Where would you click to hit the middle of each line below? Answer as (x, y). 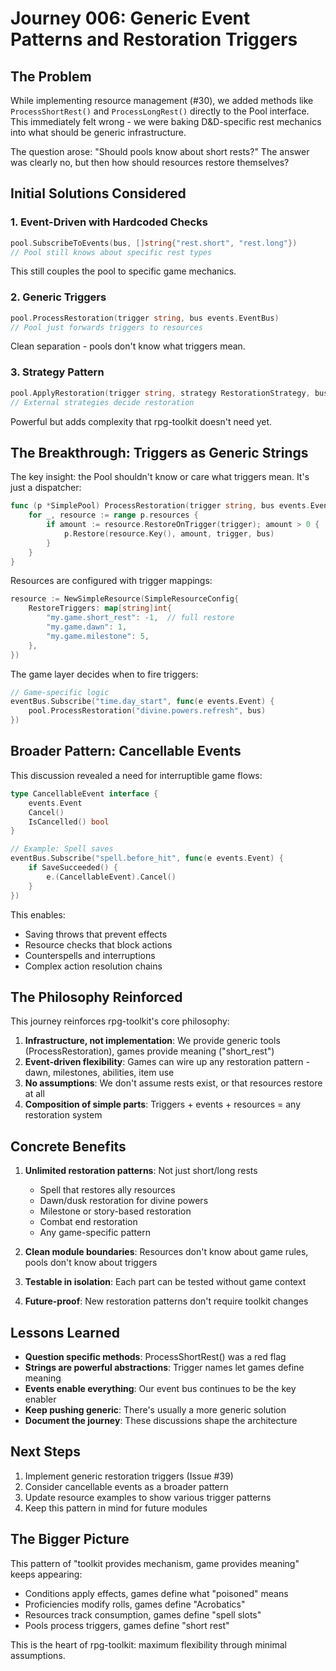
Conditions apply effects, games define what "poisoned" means (156, 1593)
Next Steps (45, 1452)
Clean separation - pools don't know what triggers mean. (128, 346)
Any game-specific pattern (95, 1233)
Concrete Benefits (68, 1146)
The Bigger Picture (70, 1539)
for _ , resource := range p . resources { (113, 515)
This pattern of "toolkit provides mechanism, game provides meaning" (155, 1563)
